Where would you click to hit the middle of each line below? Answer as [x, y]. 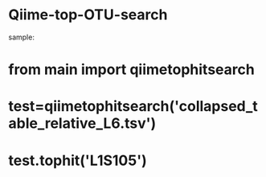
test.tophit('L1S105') [78, 161]
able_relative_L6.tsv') [82, 123]
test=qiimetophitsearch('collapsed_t [133, 107]
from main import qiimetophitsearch [131, 70]
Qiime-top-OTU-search [88, 15]
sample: [21, 37]
